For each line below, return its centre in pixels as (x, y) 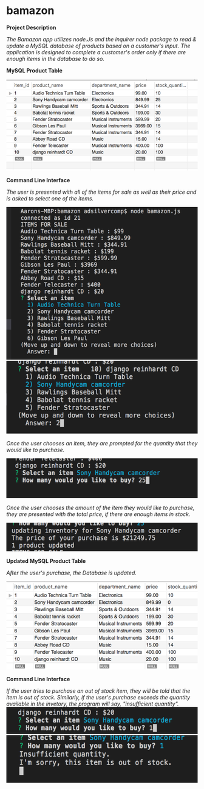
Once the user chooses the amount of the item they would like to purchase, (100, 508)
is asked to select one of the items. (50, 199)
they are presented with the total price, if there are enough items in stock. (98, 514)
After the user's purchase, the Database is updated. (71, 573)
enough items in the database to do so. (56, 58)
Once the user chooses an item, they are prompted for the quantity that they (102, 443)
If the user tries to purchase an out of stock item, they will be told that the (98, 691)
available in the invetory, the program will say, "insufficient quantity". (93, 704)
